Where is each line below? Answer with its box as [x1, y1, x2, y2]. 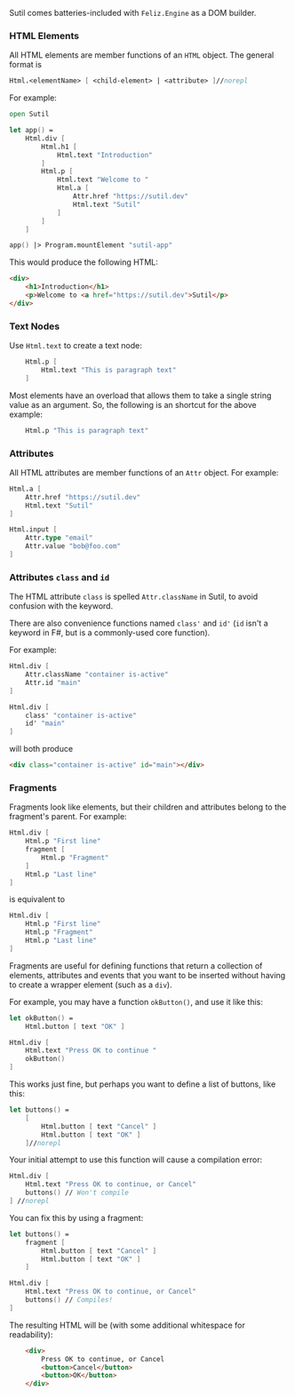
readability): [9, 1328, 53, 1340]
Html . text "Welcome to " [56, 175, 149, 185]
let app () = [9, 126, 53, 135]
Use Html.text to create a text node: [9, 340, 142, 351]
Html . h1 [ [41, 142, 77, 151]
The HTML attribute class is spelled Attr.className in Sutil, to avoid [9, 591, 259, 602]
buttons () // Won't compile [25, 1188, 129, 1198]
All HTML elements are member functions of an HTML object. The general [9, 50, 275, 60]
